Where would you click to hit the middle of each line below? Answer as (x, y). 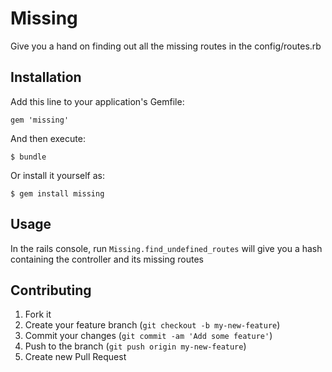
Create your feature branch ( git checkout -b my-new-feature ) (152, 325)
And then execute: (48, 138)
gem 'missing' (40, 120)
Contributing (51, 290)
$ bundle (28, 157)
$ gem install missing (57, 193)
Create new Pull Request (75, 357)
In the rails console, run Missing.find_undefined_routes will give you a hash (166, 248)
